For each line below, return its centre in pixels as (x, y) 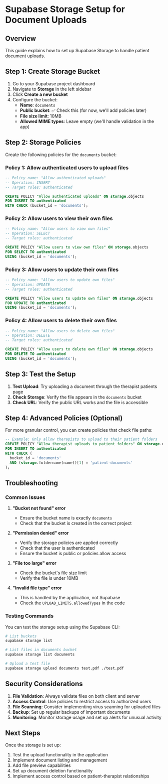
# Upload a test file (28, 664)
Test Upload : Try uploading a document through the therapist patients (85, 386)
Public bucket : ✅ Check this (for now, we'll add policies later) (83, 110)
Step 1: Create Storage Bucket (53, 72)
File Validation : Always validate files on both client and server (76, 696)
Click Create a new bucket (40, 94)
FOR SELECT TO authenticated (35, 252)
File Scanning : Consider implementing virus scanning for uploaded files (86, 707)
